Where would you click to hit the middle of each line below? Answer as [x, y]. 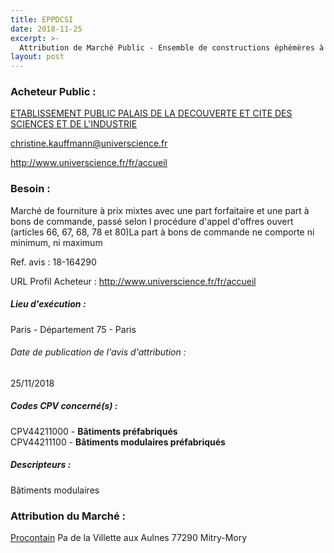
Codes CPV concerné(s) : [64, 406]
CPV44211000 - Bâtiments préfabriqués [94, 431]
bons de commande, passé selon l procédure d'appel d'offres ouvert [152, 221]
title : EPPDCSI [42, 19]
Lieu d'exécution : [48, 304]
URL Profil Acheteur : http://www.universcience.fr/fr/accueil [133, 281]
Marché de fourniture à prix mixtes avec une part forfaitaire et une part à [160, 210]
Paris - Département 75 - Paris [73, 329]
